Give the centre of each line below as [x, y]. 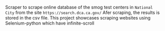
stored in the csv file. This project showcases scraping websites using [78, 18]
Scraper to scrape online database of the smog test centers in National [79, 7]
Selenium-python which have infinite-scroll [50, 23]
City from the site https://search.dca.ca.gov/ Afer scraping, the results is [82, 12]
